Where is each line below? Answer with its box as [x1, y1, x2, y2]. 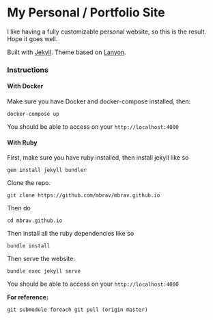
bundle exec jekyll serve [7, 268, 81, 275]
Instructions [7, 65, 49, 75]
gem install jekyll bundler [7, 167, 87, 174]
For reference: [7, 293, 49, 301]
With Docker [7, 82, 44, 90]
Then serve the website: [7, 255, 75, 263]
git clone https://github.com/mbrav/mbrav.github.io [7, 192, 160, 199]
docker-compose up [7, 111, 59, 118]
